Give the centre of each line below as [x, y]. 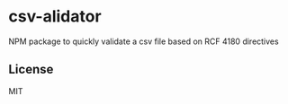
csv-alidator [55, 17]
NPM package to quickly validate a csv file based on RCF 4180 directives [144, 41]
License [31, 69]
